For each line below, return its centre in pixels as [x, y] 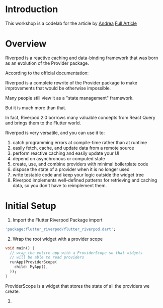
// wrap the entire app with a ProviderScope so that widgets [76, 253]
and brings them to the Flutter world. [43, 123]
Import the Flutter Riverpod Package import [57, 220]
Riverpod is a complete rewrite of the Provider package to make [71, 82]
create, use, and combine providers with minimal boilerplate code [80, 164]
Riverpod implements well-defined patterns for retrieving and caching [85, 180]
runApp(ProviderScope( [33, 262]
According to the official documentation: [47, 73]
